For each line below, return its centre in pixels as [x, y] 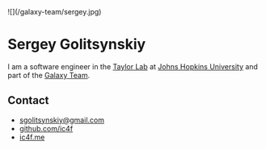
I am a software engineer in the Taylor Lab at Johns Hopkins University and [133, 66]
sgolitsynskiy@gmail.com [61, 120]
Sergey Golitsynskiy [77, 45]
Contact [28, 100]
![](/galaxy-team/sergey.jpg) [55, 12]
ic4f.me [32, 137]
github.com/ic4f [46, 128]
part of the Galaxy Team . [49, 75]
